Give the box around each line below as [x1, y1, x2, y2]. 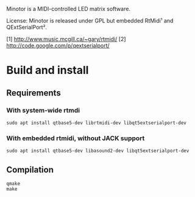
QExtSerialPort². [6, 24, 48, 31]
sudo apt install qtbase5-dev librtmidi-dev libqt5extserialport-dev [6, 119, 187, 126]
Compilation [6, 165, 54, 175]
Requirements [6, 87, 61, 98]
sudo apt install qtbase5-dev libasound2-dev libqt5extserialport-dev [6, 148, 190, 154]
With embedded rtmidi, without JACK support [6, 134, 145, 143]
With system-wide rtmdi [6, 106, 80, 114]
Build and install [6, 64, 89, 77]
